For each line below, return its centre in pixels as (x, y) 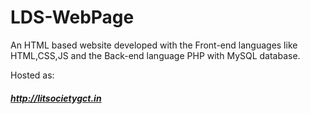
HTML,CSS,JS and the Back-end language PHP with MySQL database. (155, 55)
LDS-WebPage (72, 17)
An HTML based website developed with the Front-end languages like (154, 45)
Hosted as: (32, 75)
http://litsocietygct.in (56, 98)
